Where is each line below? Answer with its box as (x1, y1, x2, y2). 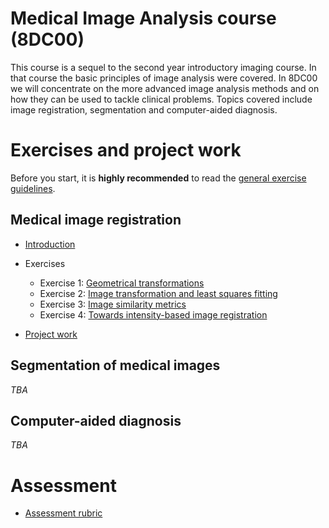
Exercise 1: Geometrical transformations (39, 277, 205, 289)
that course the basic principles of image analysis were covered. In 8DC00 (10, 72, 318, 84)
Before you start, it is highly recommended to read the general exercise (10, 172, 307, 184)
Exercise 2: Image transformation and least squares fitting (39, 287, 278, 299)
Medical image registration (10, 212, 182, 229)
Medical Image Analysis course (10, 7, 277, 30)
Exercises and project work (10, 139, 242, 162)
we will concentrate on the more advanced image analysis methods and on (10, 82, 320, 94)
